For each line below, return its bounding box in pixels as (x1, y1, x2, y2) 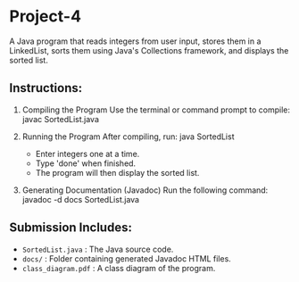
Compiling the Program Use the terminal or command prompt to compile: (21, 104, 291, 115)
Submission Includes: (9, 220, 132, 236)
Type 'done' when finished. (35, 158, 137, 169)
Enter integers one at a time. (35, 148, 140, 159)
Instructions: (9, 80, 83, 95)
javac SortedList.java (21, 113, 100, 124)
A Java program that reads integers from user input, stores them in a (9, 36, 262, 46)
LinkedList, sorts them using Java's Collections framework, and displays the (9, 45, 289, 55)
